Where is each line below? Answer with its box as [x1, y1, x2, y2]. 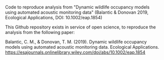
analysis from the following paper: [5, 30, 75, 35]
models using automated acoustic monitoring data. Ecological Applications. [5, 44, 160, 50]
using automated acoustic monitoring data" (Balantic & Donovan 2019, [5, 9, 149, 15]
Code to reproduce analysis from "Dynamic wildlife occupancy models [5, 4, 150, 10]
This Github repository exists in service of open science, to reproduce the [5, 24, 156, 30]
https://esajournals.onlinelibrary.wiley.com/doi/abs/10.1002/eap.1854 [5, 49, 146, 55]
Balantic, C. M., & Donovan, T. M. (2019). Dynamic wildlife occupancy [5, 39, 147, 45]
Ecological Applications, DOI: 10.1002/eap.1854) [5, 15, 103, 20]
